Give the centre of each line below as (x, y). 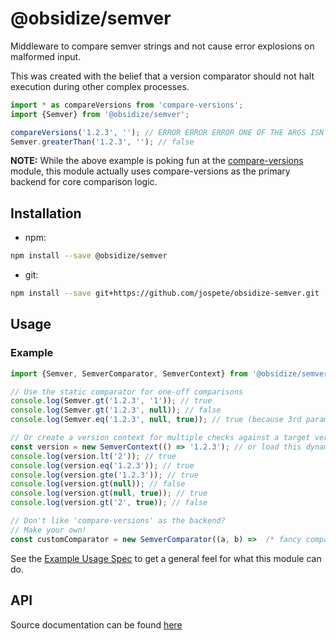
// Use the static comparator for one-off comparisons (127, 392)
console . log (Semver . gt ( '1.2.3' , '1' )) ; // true (111, 401)
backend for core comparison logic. (84, 182)
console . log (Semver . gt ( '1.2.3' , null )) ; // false (116, 410)
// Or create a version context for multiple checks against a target (160, 438)
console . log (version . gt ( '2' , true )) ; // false (109, 503)
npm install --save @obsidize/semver (89, 256)
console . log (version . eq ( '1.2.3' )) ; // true (102, 465)
